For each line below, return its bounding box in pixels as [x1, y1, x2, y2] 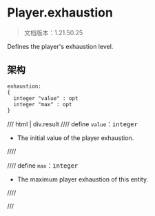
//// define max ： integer [7, 161, 79, 170]
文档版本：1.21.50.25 [23, 28, 83, 37]
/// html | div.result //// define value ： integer [7, 119, 138, 128]
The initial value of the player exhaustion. [17, 133, 134, 142]
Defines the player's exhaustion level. [7, 42, 114, 50]
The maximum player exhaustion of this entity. [17, 175, 149, 184]
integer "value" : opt [13, 95, 79, 101]
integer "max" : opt [13, 101, 72, 108]
